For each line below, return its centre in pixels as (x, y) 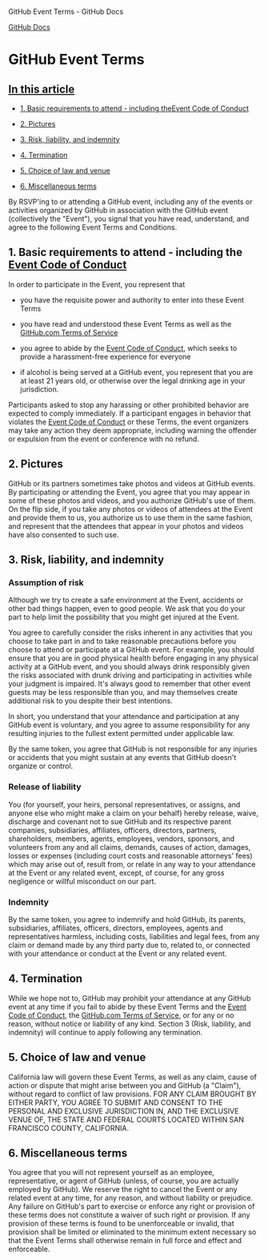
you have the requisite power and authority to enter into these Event (132, 299)
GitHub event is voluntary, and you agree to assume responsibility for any (129, 725)
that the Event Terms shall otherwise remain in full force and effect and (125, 1241)
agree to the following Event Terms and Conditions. (93, 227)
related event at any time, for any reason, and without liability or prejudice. (131, 1198)
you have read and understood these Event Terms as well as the (126, 323)
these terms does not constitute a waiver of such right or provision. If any (129, 1215)
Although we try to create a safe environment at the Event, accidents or (126, 600)
